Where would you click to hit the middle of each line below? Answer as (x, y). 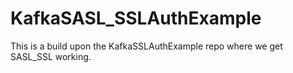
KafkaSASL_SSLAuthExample (136, 18)
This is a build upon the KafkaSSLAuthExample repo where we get (146, 46)
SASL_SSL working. (51, 56)
